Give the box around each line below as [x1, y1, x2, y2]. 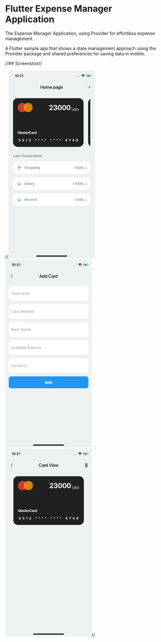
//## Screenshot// [5, 60, 42, 66]
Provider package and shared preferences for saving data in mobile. [5, 51, 145, 57]
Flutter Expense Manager [5, 3, 112, 15]
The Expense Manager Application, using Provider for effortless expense [5, 30, 155, 36]
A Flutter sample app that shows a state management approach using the [5, 45, 156, 51]
